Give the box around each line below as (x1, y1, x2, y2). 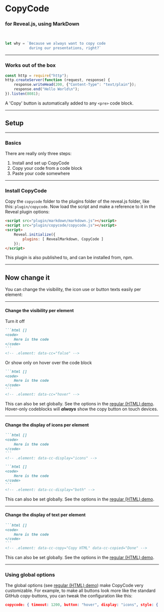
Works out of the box (5, 62, 56, 69)
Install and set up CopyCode (12, 160, 70, 166)
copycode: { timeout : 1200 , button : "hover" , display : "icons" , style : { (5, 602, 159, 608)
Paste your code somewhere (12, 170, 70, 177)
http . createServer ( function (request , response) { (5, 78, 110, 82)
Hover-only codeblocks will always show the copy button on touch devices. (5, 406, 158, 412)
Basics (5, 139, 21, 146)
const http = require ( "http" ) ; (5, 73, 69, 78)
